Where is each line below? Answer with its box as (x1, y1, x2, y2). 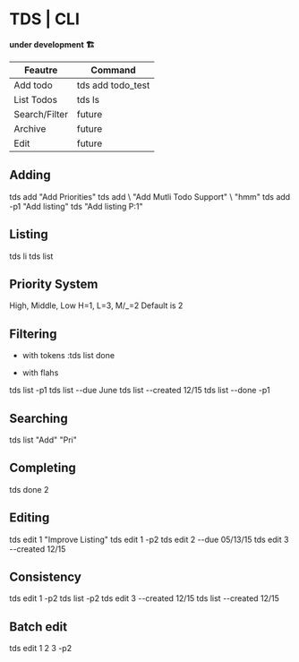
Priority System (9, 276, 98, 291)
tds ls (76, 93, 100, 106)
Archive (13, 122, 47, 134)
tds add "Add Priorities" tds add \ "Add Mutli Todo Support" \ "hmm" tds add (9, 191, 291, 202)
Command (90, 64, 136, 76)
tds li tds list (9, 251, 54, 262)
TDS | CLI (9, 9, 81, 30)
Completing (9, 460, 76, 476)
